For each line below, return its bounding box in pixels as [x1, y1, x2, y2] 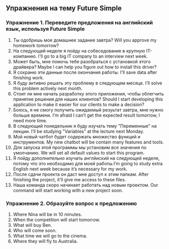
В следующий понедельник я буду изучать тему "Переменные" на [13, 123, 157, 129]
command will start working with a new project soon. [13, 187, 123, 193]
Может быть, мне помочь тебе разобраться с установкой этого [13, 58, 151, 65]
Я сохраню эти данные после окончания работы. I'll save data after [13, 69, 157, 75]
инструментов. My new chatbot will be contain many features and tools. [13, 139, 164, 145]
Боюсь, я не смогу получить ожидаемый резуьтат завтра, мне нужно [13, 107, 163, 113]
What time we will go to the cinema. [13, 232, 88, 239]
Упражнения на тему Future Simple [6, 4, 122, 13]
